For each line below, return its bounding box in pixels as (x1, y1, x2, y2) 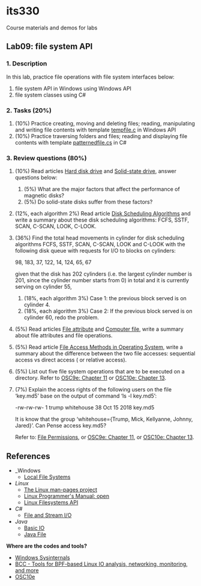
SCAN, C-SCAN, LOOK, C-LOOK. (14, 223, 97, 230)
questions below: (14, 174, 58, 181)
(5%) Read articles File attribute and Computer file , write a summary (14, 325, 184, 333)
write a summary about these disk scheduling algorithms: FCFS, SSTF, (14, 216, 190, 223)
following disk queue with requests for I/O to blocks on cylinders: (14, 247, 176, 255)
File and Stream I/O (23, 512, 72, 519)
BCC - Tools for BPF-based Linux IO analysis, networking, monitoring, (14, 560, 188, 568)
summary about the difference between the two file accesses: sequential (14, 350, 196, 357)
